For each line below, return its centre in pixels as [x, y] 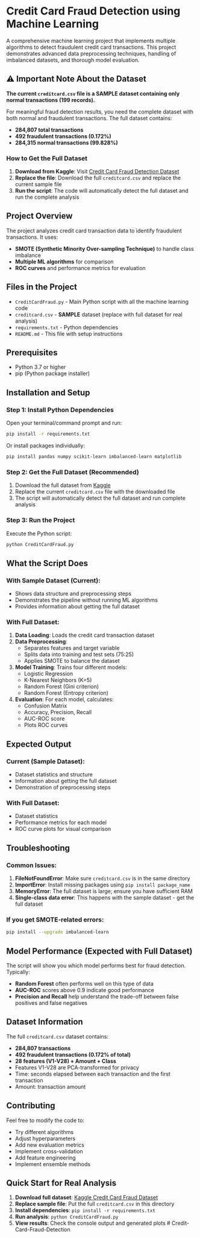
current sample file [38, 184]
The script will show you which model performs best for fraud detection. [96, 966]
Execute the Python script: [39, 534]
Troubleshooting [38, 848]
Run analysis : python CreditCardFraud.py [67, 1217]
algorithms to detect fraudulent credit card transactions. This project [91, 47]
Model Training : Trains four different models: [71, 667]
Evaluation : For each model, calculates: [64, 700]
